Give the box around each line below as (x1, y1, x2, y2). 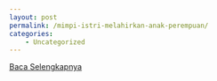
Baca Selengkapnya (9, 62, 83, 72)
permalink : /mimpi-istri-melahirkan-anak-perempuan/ (9, 21, 209, 30)
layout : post (9, 12, 58, 22)
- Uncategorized (25, 37, 86, 47)
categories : (9, 29, 53, 38)
